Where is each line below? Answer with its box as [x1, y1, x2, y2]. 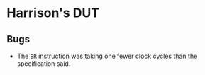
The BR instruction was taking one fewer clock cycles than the [16, 52, 198, 60]
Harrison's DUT [6, 5, 100, 21]
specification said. [16, 59, 71, 68]
